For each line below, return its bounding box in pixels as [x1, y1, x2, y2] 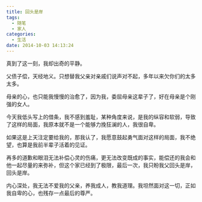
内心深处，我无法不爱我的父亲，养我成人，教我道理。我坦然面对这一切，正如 [6, 181, 196, 189]
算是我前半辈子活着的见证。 [22, 141, 91, 148]
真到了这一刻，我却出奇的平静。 [6, 60, 85, 67]
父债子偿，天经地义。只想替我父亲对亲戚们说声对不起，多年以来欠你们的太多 [6, 72, 196, 80]
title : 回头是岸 [6, 8, 43, 15]
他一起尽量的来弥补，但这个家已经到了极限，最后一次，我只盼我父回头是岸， [6, 161, 196, 169]
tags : [6, 14, 20, 21]
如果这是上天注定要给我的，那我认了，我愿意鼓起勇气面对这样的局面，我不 [6, 133, 191, 140]
